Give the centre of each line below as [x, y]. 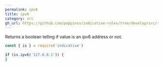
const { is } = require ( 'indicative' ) [44, 46]
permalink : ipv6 [21, 9]
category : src [19, 18]
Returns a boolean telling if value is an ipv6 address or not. [64, 37]
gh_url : [13, 23]
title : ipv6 [17, 14]
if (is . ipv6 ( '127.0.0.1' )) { [34, 55]
